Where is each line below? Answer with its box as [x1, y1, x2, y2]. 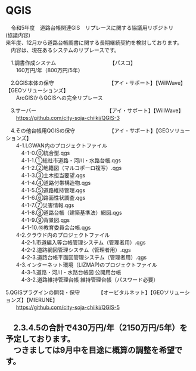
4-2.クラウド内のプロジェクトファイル [15, 231, 110, 239]
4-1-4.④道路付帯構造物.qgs [21, 179, 91, 186]
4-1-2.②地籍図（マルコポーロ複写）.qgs [21, 164, 122, 171]
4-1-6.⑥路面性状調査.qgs [21, 194, 86, 201]
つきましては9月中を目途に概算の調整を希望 [13, 345, 175, 355]
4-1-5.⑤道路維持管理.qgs [21, 186, 86, 194]
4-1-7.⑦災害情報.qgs [21, 201, 74, 209]
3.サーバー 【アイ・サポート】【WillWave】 [10, 107, 184, 114]
